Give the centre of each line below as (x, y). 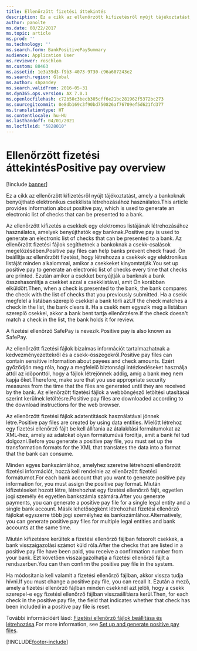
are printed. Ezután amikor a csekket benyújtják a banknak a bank (86, 276)
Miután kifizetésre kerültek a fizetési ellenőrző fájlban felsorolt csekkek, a (95, 539)
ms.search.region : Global (38, 77)
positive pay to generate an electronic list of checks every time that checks (97, 269)
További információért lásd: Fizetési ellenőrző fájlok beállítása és (84, 617)
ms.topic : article (28, 34)
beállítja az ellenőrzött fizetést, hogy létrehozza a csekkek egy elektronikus (97, 257)
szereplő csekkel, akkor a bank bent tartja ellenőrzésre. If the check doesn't (97, 313)
